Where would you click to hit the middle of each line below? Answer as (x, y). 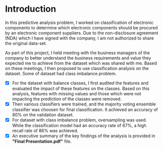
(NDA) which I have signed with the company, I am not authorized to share (80, 38)
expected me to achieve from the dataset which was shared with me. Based (81, 63)
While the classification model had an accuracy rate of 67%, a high (79, 126)
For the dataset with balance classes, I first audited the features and (80, 83)
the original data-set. (26, 43)
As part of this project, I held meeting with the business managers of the (77, 53)
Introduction (31, 9)
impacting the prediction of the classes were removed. (67, 99)
